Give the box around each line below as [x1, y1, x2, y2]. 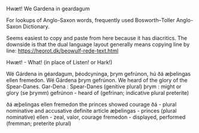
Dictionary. [23, 23, 50, 30]
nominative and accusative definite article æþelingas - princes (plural [6, 107, 177, 114]
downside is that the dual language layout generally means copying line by [6, 41, 190, 48]
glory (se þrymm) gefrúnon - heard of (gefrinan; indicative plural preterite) [6, 89, 189, 96]
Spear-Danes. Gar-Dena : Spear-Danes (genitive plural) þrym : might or [6, 83, 182, 90]
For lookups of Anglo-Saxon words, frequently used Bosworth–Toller [6, 17, 175, 23]
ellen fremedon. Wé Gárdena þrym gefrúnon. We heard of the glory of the [6, 77, 188, 83]
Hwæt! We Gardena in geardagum [6, 5, 90, 12]
